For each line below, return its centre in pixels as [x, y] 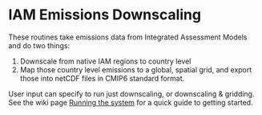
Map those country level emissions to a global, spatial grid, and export [136, 69]
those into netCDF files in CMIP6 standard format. [102, 78]
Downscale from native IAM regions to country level [105, 61]
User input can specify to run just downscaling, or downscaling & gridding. [131, 93]
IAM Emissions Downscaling [105, 15]
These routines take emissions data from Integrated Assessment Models [128, 37]
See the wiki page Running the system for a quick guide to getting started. [131, 102]
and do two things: [39, 45]
